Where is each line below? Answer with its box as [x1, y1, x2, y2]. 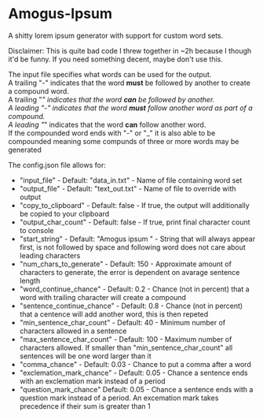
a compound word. [8, 86, 69, 95]
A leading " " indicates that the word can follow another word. [8, 120, 206, 129]
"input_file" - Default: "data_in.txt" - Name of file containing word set [19, 175, 243, 185]
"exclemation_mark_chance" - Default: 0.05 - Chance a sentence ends [19, 368, 249, 377]
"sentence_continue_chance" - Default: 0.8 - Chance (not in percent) [19, 301, 243, 310]
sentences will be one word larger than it [19, 351, 152, 361]
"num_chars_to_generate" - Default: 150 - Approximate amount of [19, 259, 232, 269]
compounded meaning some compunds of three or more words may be [8, 136, 239, 146]
